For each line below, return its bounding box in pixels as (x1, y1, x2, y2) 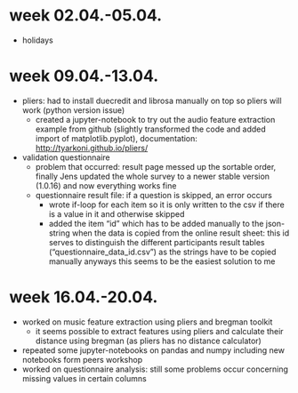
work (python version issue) (21, 104, 125, 116)
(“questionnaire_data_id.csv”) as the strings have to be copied (48, 246, 277, 257)
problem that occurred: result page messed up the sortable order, (35, 161, 277, 172)
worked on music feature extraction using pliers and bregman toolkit (21, 317, 273, 327)
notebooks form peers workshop (21, 354, 143, 365)
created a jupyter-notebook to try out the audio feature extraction (35, 114, 276, 124)
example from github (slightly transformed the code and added (35, 124, 267, 134)
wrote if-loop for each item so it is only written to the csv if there (48, 199, 285, 210)
